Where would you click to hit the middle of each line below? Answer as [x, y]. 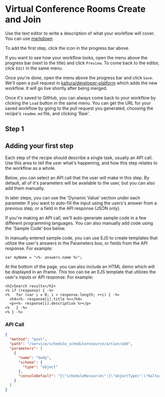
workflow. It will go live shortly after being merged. [56, 88]
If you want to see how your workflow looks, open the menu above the [76, 57]
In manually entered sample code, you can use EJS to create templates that [82, 238]
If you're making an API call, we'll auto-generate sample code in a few [76, 218]
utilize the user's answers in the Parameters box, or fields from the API [76, 243]
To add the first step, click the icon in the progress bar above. [68, 48]
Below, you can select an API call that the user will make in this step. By [77, 178]
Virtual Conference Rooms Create [75, 9]
